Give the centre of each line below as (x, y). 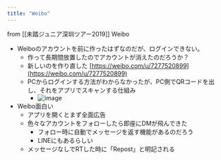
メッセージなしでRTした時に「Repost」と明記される (101, 149)
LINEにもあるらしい (66, 140)
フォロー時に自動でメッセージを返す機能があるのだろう (116, 132)
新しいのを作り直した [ (59, 65)
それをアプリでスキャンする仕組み (88, 90)
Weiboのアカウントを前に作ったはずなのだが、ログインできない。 (110, 48)
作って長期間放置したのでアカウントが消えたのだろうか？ (108, 57)
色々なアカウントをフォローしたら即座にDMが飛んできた (107, 123)
